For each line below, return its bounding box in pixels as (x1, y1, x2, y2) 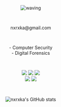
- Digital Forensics (11, 50, 50, 56)
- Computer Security (9, 45, 53, 51)
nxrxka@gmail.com (10, 25, 51, 31)
